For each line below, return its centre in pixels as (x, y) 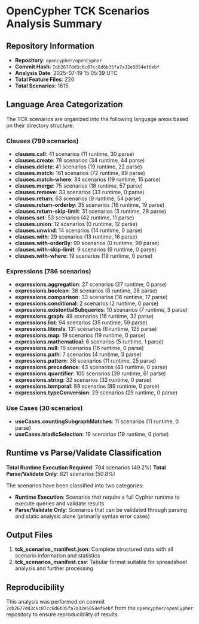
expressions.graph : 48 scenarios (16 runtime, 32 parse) (84, 316)
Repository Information (50, 46)
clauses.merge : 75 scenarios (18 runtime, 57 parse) (79, 186)
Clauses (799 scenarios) (42, 141)
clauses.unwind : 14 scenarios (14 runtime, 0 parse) (78, 230)
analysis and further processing (54, 568)
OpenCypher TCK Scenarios (78, 11)
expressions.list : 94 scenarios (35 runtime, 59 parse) (81, 322)
